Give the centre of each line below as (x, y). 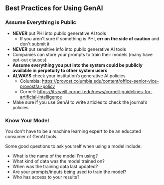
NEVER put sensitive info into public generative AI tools (69, 49)
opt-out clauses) (29, 60)
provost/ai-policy (37, 86)
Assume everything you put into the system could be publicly (78, 65)
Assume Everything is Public (41, 22)
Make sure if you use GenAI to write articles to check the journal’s (80, 102)
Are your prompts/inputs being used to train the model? (69, 172)
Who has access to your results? (46, 177)
